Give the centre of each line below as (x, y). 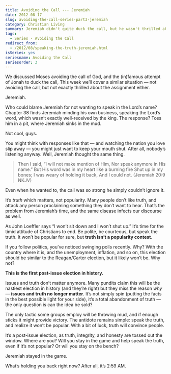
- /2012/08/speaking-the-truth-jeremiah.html (59, 48)
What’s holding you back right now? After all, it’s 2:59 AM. (66, 366)
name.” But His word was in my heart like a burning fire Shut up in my (90, 169)
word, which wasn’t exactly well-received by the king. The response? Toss (83, 118)
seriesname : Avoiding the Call (38, 57)
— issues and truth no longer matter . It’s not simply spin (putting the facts (83, 294)
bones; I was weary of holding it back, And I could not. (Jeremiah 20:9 (91, 175)
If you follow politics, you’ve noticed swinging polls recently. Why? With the (84, 247)
